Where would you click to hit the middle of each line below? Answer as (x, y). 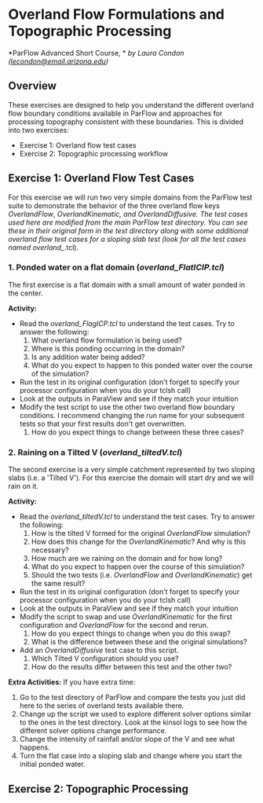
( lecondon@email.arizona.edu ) (58, 61)
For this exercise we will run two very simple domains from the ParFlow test (130, 197)
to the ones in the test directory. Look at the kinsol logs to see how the (133, 722)
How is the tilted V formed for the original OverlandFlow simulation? (141, 533)
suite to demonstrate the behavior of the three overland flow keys (114, 205)
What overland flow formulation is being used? (106, 340)
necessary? (50, 550)
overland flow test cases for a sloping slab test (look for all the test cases (127, 239)
